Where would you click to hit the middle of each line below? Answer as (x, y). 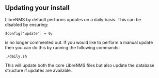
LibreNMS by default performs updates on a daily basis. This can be (73, 19)
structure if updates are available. (39, 70)
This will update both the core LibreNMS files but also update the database (80, 65)
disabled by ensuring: (27, 25)
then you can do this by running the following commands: (63, 47)
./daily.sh (16, 56)
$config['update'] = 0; (29, 33)
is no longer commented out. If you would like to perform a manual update (79, 42)
